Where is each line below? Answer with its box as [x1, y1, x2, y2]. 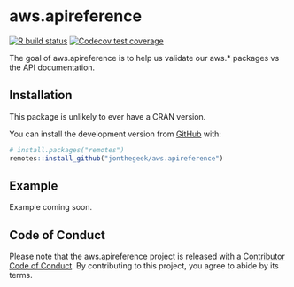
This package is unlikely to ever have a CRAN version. [9, 111, 206, 121]
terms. [9, 270, 33, 281]
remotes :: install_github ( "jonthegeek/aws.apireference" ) [9, 153, 224, 163]
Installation [9, 88, 73, 103]
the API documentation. [9, 62, 96, 73]
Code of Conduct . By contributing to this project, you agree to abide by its [9, 260, 279, 271]
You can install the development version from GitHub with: [9, 128, 221, 139]
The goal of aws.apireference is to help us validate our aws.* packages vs [9, 52, 280, 63]
